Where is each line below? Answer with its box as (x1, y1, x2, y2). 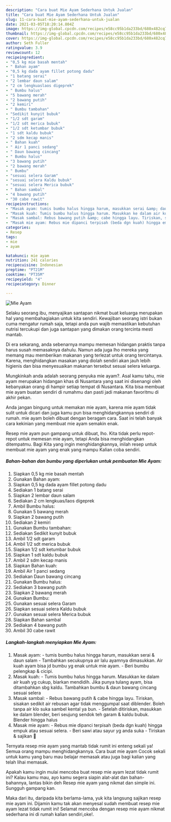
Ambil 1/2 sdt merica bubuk (13, 541, 71, 547)
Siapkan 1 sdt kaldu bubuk (13, 552, 68, 558)
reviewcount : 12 (6, 50, 40, 55)
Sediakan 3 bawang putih (13, 584, 66, 591)
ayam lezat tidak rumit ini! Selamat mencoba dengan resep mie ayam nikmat (6, 806, 165, 812)
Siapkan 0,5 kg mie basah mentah (13, 471, 84, 477)
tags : (6, 234, 17, 240)
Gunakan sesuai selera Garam (13, 601, 76, 607)
